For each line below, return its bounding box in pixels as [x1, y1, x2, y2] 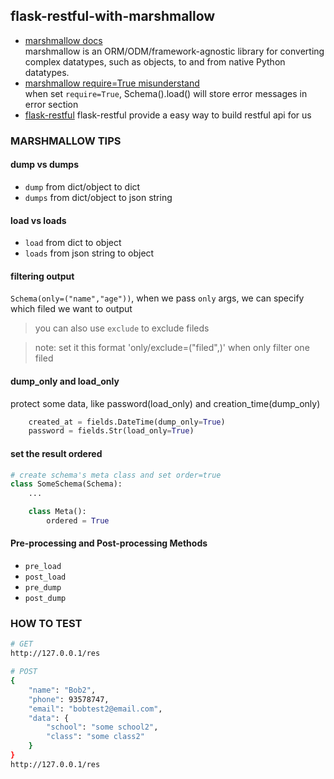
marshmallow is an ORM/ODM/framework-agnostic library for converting [24, 45, 325, 57]
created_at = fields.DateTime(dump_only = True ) [28, 417, 226, 427]
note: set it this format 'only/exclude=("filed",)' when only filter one [34, 342, 310, 354]
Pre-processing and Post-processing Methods [10, 537, 208, 549]
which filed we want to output [10, 303, 133, 315]
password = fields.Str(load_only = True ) [28, 426, 195, 436]
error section [24, 98, 79, 110]
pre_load [24, 562, 62, 572]
